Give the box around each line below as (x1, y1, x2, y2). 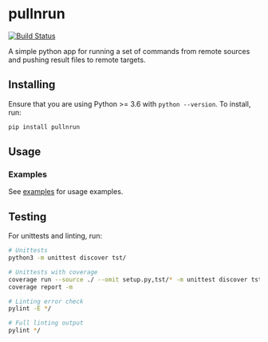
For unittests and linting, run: (8, 231, 102, 241)
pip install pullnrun (8, 122, 81, 131)
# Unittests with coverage (8, 268, 98, 276)
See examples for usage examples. (8, 187, 124, 196)
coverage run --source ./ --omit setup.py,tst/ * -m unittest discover (8, 275, 248, 283)
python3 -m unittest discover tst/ (8, 254, 127, 262)
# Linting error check (8, 297, 84, 305)
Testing (8, 210, 47, 223)
